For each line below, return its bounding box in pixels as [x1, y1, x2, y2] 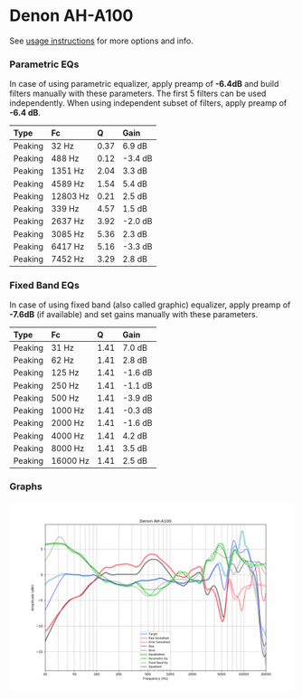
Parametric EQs [9, 58, 80, 71]
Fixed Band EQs [9, 279, 80, 291]
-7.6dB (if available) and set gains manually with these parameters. [9, 309, 259, 320]
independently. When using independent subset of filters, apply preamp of [9, 98, 288, 109]
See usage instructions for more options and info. [9, 35, 194, 46]
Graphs [9, 480, 42, 493]
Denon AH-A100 [9, 5, 134, 26]
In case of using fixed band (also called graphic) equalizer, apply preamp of [9, 299, 291, 310]
